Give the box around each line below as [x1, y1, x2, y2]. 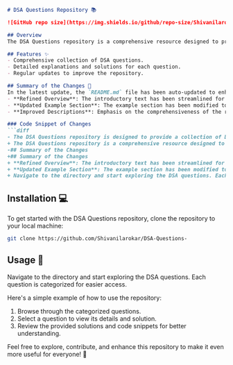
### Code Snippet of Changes [7, 121, 92, 128]
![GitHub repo [7, 19, 49, 26]
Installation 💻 [7, 192, 69, 204]
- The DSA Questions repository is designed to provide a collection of [7, 134, 222, 141]
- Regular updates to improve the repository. [7, 70, 144, 77]
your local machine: [7, 222, 64, 230]
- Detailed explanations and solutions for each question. [7, 63, 182, 71]
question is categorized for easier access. [7, 280, 127, 288]
